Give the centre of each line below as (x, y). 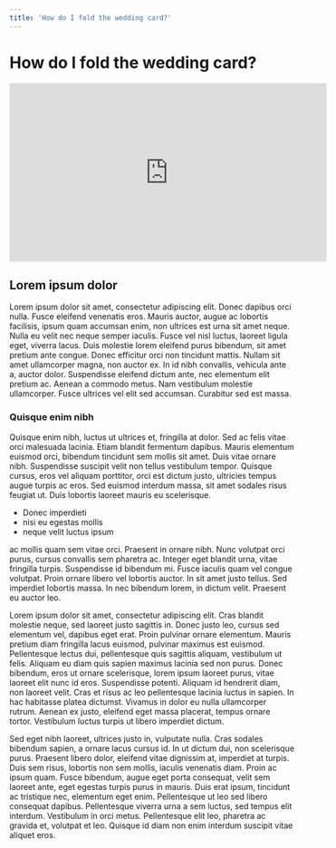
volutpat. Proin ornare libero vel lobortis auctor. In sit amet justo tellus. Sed (148, 578)
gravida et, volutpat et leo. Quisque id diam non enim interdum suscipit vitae (151, 825)
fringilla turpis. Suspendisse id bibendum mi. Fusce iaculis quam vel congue (151, 569)
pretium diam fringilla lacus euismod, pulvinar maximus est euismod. (137, 644)
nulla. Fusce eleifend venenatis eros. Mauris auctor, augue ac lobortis (139, 317)
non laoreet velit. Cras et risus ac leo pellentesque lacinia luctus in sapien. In (152, 692)
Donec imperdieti (55, 512)
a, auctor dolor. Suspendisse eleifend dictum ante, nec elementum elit (139, 375)
